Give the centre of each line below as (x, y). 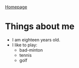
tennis (25, 55)
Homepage (16, 7)
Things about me (40, 27)
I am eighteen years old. (36, 40)
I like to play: (25, 45)
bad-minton (31, 50)
